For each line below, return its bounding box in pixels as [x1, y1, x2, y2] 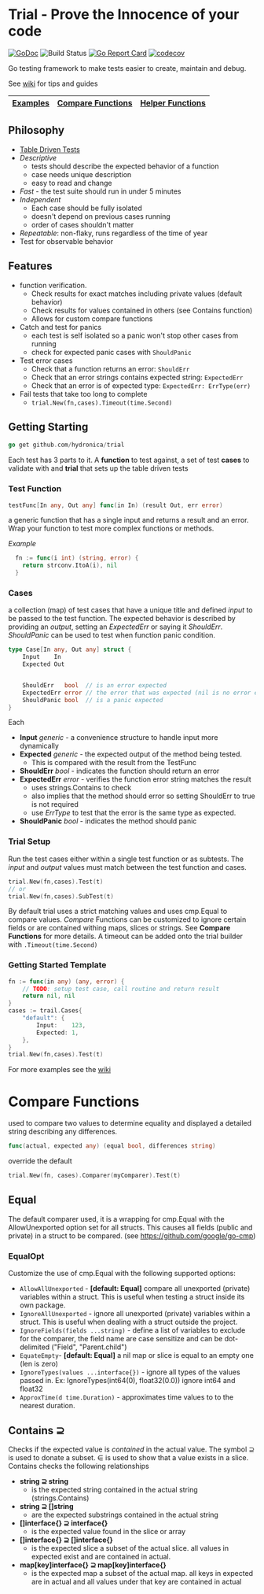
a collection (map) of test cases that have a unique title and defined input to [8, 605, 253, 615]
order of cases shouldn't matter [31, 220, 134, 229]
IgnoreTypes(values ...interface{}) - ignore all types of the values [19, 1367, 241, 1377]
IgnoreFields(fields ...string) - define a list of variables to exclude [19, 1326, 246, 1335]
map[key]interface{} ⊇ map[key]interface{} [19, 1560, 167, 1570]
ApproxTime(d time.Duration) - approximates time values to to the [19, 1392, 234, 1402]
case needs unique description [31, 169, 132, 179]
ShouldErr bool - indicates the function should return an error [19, 766, 220, 776]
